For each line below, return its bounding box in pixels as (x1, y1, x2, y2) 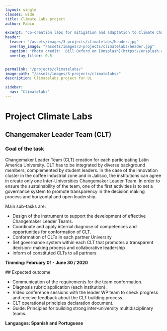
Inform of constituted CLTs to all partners (12, 249, 97, 256)
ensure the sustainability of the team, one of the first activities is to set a (5, 183, 153, 189)
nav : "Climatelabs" (9, 89, 50, 94)
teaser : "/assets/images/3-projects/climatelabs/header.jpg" (9, 39, 139, 45)
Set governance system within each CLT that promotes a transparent (12, 239, 154, 245)
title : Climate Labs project (5, 16, 66, 21)
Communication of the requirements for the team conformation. (12, 279, 143, 285)
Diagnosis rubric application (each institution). (12, 284, 107, 290)
